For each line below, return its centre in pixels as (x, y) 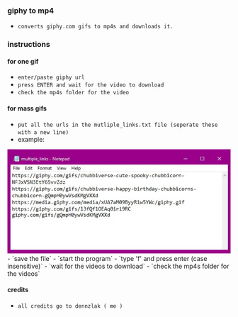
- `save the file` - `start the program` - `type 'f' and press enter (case (107, 258)
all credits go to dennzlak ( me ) (70, 306)
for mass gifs (27, 109)
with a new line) (43, 132)
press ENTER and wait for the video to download (91, 85)
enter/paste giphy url (51, 78)
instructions (29, 45)
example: (31, 139)
